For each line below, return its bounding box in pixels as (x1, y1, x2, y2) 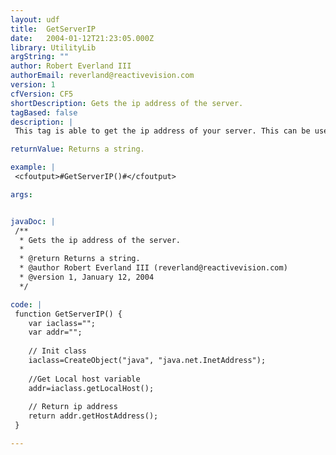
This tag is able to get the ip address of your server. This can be (14, 126, 311, 136)
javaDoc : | (10, 216, 56, 226)
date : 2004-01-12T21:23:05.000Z (10, 33, 155, 43)
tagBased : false (10, 107, 78, 118)
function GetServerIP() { (14, 309, 123, 319)
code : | (10, 299, 43, 310)
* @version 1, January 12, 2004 (19, 272, 155, 282)
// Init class (28, 346, 87, 356)
